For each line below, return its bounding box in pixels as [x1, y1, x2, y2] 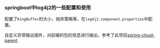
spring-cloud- [127, 32, 155, 38]
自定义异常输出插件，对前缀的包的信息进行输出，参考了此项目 [4, 32, 128, 38]
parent [4, 37, 18, 44]
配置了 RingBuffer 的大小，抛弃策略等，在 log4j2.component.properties [4, 16, 144, 22]
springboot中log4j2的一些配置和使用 [4, 4, 91, 11]
